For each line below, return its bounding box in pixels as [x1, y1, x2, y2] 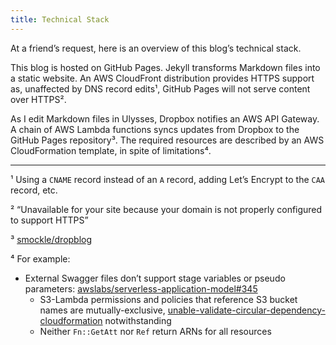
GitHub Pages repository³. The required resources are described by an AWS [10, 134, 325, 146]
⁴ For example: [10, 252, 71, 265]
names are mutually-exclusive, [39, 304, 166, 316]
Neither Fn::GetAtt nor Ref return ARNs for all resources [39, 325, 272, 337]
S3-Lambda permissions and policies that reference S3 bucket [39, 293, 298, 305]
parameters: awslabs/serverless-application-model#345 [24, 282, 258, 295]
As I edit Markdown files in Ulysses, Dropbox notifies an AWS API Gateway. [10, 112, 320, 125]
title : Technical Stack [10, 14, 110, 25]
